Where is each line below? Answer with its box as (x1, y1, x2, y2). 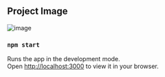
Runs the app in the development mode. (7, 55, 120, 63)
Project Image (7, 5, 68, 17)
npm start (7, 41, 40, 49)
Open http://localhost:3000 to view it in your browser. (7, 62, 159, 71)
